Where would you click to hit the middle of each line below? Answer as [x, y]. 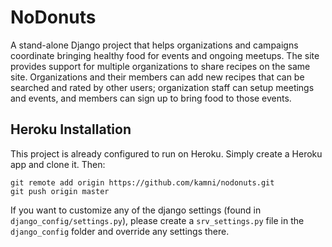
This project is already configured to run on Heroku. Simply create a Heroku [166, 153]
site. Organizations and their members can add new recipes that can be [157, 77]
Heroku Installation [71, 129]
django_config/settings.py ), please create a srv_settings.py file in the [157, 220]
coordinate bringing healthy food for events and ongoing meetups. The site [165, 55]
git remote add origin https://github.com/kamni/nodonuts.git [142, 182]
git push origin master [60, 191]
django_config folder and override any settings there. [120, 231]
